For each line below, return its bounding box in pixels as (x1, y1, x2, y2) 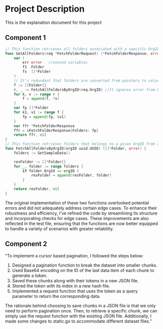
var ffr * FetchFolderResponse (14, 123, 75, 128)
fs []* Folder (22, 69, 51, 74)
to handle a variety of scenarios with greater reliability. (5, 225, 114, 232)
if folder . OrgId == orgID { (22, 168, 79, 173)
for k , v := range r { (14, 91, 60, 97)
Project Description (5, 3, 85, 15)
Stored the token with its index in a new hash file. (12, 283, 111, 289)
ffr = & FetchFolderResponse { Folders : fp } (14, 128, 98, 133)
